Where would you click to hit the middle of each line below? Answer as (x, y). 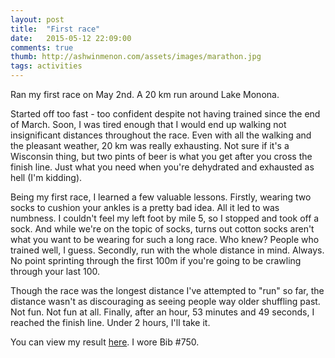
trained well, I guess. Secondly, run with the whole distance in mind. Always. (167, 250)
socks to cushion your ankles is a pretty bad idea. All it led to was (145, 207)
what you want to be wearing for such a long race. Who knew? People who (165, 239)
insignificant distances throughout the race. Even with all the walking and (161, 135)
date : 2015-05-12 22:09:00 (71, 38)
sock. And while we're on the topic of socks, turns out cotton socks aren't (162, 229)
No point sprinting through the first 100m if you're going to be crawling (156, 260)
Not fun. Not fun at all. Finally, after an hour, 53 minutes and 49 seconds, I (162, 312)
